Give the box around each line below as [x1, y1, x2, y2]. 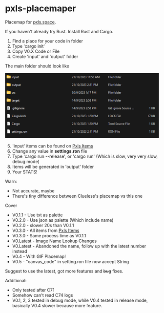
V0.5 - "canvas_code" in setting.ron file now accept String [12, 259, 129, 265]
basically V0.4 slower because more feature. [12, 303, 102, 309]
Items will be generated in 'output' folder [12, 164, 94, 170]
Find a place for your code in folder [12, 38, 83, 44]
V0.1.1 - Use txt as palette [12, 212, 63, 218]
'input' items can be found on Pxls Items [12, 143, 94, 149]
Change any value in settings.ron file [12, 148, 87, 154]
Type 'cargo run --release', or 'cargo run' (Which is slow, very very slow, [12, 153, 158, 159]
